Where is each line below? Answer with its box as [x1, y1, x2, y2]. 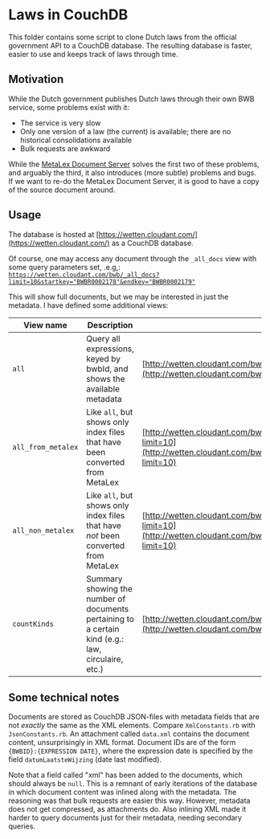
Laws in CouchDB [8, 6, 129, 24]
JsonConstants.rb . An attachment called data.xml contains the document [8, 729, 250, 739]
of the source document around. [8, 185, 116, 194]
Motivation [8, 72, 64, 86]
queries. [8, 821, 36, 831]
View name [23, 319, 67, 330]
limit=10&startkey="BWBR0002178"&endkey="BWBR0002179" [8, 277, 196, 286]
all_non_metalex [12, 526, 75, 535]
